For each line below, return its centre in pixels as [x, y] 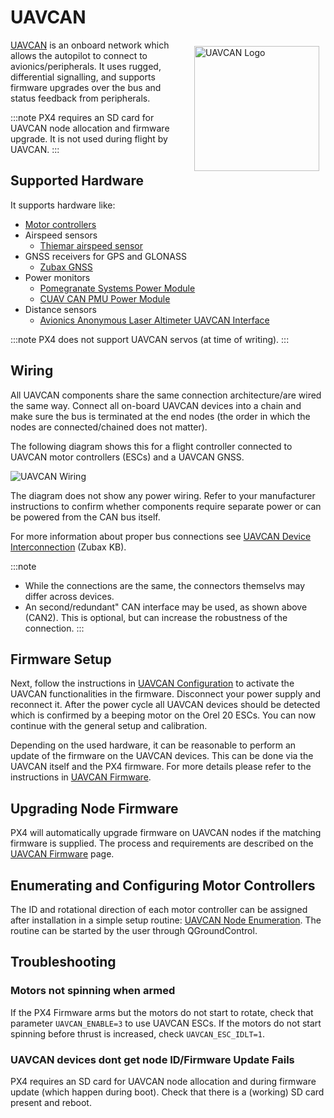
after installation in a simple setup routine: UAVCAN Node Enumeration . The [166, 920]
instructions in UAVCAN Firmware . [81, 777]
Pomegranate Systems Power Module [117, 288]
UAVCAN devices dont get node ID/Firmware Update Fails [152, 1059]
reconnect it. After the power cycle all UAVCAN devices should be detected [165, 705]
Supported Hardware [77, 181]
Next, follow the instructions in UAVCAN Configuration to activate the [152, 683]
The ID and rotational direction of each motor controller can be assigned [159, 909]
